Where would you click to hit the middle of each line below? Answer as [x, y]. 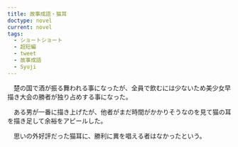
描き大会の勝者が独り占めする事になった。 [70, 97]
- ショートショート [38, 40]
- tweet [25, 54]
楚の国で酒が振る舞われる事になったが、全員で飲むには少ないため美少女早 [122, 88]
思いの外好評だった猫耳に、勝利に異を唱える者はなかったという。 [109, 136]
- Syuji [25, 67]
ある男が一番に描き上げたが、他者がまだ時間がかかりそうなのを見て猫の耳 [122, 111]
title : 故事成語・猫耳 [37, 14]
